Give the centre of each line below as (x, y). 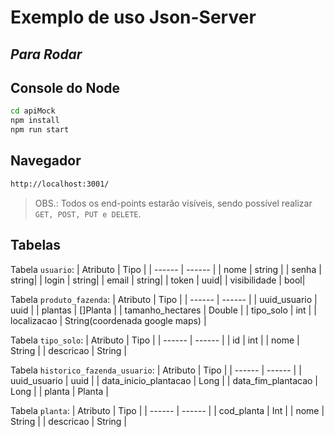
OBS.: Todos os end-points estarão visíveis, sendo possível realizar (173, 203)
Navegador (46, 161)
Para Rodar (46, 54)
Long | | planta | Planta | (59, 391)
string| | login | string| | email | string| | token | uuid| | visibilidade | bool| (158, 280)
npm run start (40, 130)
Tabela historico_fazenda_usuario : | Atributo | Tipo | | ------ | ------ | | (156, 370)
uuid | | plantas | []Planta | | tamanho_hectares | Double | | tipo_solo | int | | (163, 310)
